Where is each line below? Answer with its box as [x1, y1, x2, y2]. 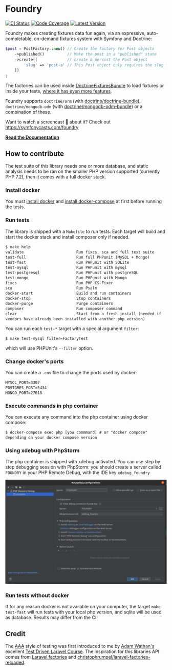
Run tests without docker [5, 592, 69, 599]
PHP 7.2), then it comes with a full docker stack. [5, 174, 106, 180]
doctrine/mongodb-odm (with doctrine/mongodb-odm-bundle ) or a [5, 103, 143, 110]
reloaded [5, 659, 25, 665]
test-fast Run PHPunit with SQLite [5, 260, 130, 265]
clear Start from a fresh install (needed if [5, 311, 161, 316]
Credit [5, 629, 26, 638]
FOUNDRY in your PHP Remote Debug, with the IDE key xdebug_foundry [5, 469, 150, 476]
